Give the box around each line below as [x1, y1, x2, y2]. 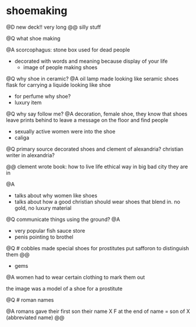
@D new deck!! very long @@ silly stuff [6, 23, 101, 30]
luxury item [14, 98, 42, 106]
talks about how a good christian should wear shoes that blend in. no [14, 198, 181, 205]
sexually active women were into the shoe [14, 128, 116, 135]
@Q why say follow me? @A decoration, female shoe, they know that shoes [6, 110, 188, 117]
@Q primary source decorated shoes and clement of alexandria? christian [6, 145, 184, 152]
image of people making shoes [23, 63, 98, 71]
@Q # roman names [6, 296, 54, 303]
